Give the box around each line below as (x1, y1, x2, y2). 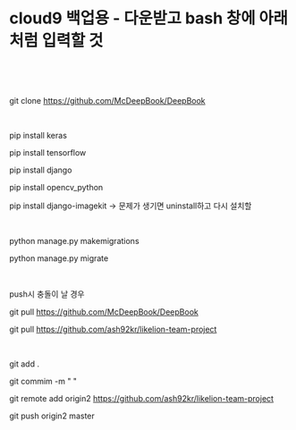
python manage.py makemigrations (9, 235, 140, 246)
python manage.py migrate (9, 252, 109, 264)
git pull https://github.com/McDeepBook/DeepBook (9, 306, 199, 317)
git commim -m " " (9, 375, 78, 386)
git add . (9, 358, 40, 369)
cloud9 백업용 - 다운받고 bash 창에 (9, 8, 256, 29)
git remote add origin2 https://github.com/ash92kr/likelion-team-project (9, 392, 275, 403)
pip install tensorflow (9, 147, 87, 157)
